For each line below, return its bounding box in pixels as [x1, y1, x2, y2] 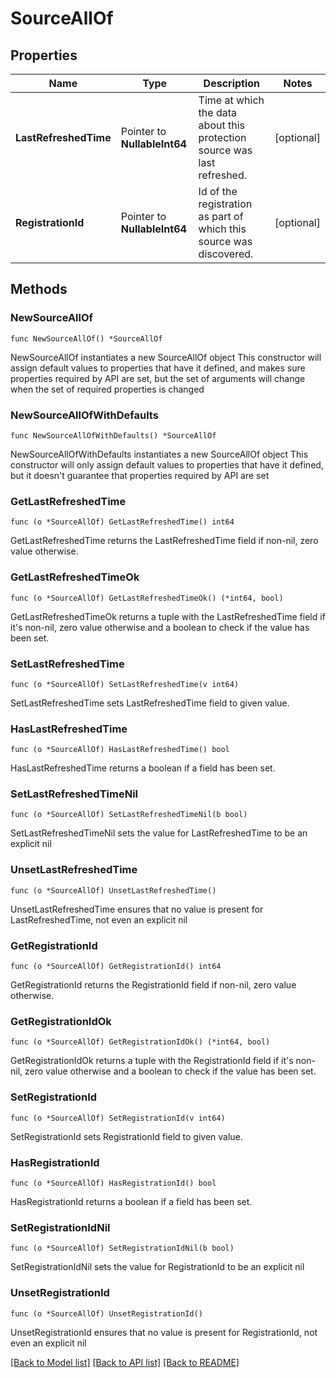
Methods [10, 281, 68, 298]
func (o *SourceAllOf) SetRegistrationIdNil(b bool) [10, 1243, 235, 1254]
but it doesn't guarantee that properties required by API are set [10, 469, 270, 481]
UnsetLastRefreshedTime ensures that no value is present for [10, 903, 264, 915]
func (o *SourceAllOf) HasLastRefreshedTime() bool [10, 745, 230, 755]
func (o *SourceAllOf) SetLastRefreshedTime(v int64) [10, 679, 240, 689]
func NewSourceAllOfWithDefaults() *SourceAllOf [10, 430, 217, 441]
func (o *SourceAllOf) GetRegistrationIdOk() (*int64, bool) [10, 1037, 271, 1047]
